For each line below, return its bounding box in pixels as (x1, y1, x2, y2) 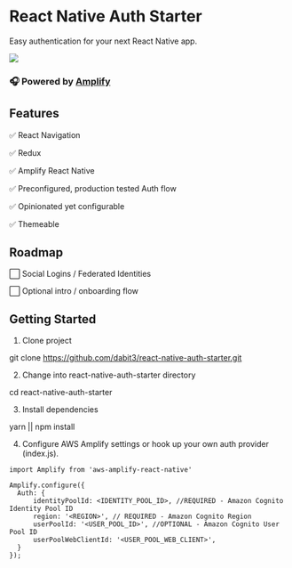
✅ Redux (9, 147, 42, 158)
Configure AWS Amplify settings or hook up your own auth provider (21, 439, 269, 450)
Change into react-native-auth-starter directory (21, 369, 196, 380)
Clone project (21, 336, 73, 346)
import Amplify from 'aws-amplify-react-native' (9, 466, 193, 475)
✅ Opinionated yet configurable (9, 200, 125, 211)
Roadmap (9, 245, 64, 260)
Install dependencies (21, 404, 99, 415)
